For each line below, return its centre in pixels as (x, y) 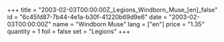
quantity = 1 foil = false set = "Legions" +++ (69, 31)
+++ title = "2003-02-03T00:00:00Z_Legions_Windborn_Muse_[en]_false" (112, 10)
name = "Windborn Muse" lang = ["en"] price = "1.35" (128, 24)
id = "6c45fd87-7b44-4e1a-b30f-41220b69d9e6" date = (87, 17)
